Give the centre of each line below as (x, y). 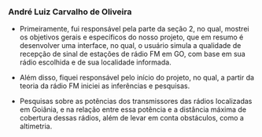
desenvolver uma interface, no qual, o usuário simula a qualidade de (130, 46)
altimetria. (36, 126)
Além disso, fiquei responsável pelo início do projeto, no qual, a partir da (137, 78)
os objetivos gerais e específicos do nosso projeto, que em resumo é (131, 37)
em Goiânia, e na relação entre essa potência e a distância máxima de (133, 109)
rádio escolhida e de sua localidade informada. (95, 62)
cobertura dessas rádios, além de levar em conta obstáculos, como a (131, 118)
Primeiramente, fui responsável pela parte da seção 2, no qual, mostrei (134, 29)
